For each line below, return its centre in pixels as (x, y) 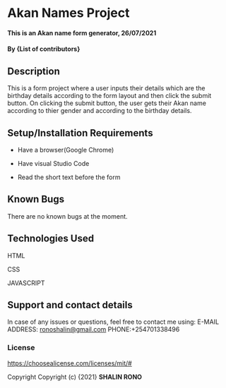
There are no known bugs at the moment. (68, 216)
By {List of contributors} (44, 49)
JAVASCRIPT (26, 283)
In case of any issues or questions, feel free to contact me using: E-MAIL (113, 322)
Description (34, 71)
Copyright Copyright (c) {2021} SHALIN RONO (75, 377)
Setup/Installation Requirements (80, 133)
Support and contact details (70, 305)
